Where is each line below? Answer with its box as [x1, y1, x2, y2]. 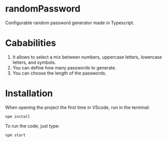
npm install [5, 114, 30, 119]
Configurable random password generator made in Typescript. [5, 20, 134, 26]
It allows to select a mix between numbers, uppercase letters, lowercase [12, 54, 162, 60]
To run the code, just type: [5, 123, 60, 129]
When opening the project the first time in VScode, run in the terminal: [5, 104, 150, 110]
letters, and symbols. [12, 59, 56, 65]
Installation [5, 88, 53, 99]
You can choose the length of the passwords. [12, 70, 107, 76]
